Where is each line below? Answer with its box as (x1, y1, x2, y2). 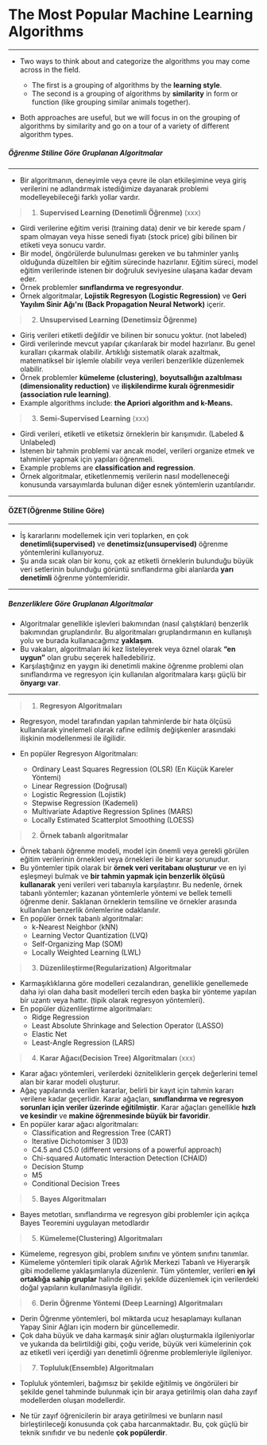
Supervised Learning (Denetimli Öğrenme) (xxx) (39, 207, 201, 217)
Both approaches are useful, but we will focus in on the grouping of (19, 112, 241, 122)
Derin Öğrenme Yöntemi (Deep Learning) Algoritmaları (39, 1298, 223, 1308)
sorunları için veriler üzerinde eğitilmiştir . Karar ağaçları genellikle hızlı (19, 1102, 257, 1113)
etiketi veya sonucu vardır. (19, 240, 106, 249)
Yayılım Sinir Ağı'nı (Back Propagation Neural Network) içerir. (19, 299, 226, 308)
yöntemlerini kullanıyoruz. (19, 548, 105, 557)
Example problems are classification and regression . (19, 462, 195, 472)
